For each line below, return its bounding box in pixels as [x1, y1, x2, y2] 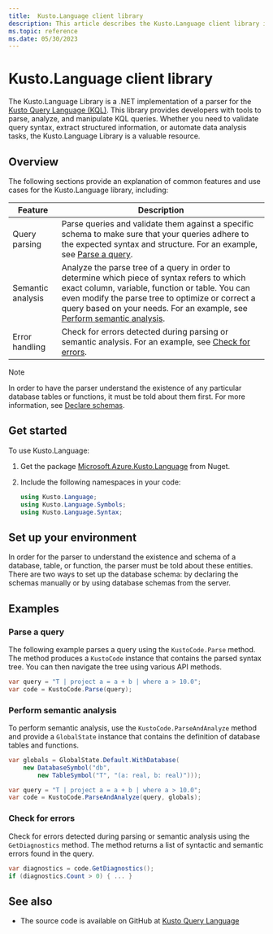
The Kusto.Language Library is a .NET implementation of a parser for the [8, 97, 252, 107]
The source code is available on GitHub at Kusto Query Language [19, 916, 240, 926]
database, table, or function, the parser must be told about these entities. [8, 561, 253, 571]
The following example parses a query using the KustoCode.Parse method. [8, 644, 256, 654]
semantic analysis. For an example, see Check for [61, 336, 250, 347]
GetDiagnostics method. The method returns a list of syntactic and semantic [8, 840, 264, 849]
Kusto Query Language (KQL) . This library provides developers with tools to [8, 105, 262, 115]
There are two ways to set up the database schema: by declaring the [8, 569, 239, 579]
